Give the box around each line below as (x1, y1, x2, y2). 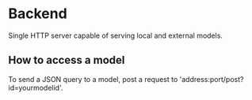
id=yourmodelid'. (8, 83, 63, 92)
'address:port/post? (179, 74, 244, 83)
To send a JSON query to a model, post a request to (8, 74, 178, 83)
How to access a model (8, 54, 125, 67)
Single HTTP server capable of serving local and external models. (8, 31, 223, 40)
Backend (8, 5, 67, 23)
